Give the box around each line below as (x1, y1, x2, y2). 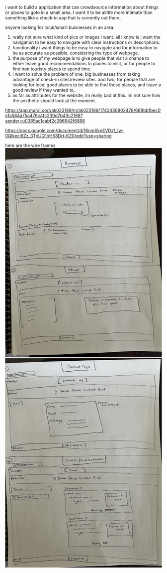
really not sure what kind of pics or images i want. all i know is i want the (12, 34, 161, 40)
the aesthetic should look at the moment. (12, 98, 96, 104)
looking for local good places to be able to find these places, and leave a (12, 82, 162, 88)
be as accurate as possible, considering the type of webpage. (12, 50, 139, 56)
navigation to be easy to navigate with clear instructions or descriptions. (12, 39, 161, 45)
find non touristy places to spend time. (12, 66, 92, 72)
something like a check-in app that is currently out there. (5, 15, 121, 20)
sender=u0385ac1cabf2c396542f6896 (5, 118, 85, 124)
